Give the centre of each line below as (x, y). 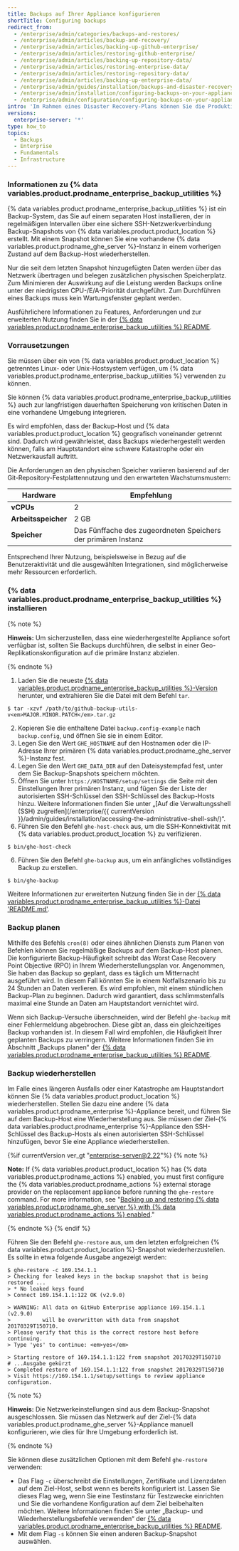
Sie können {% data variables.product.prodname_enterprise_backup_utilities (119, 397)
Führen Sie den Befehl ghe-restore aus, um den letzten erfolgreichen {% (114, 1242)
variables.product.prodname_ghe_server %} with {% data (92, 1207)
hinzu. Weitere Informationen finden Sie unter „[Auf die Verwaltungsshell (124, 803)
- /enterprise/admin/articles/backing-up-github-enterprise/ (106, 47)
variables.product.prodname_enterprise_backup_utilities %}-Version (118, 688)
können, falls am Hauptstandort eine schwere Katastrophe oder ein (106, 449)
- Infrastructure (39, 160)
